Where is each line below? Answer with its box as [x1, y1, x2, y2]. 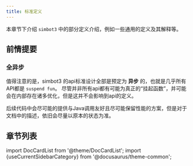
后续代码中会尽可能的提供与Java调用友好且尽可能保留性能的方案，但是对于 [6, 105, 188, 112]
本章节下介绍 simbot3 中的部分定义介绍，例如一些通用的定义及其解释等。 [6, 25, 182, 32]
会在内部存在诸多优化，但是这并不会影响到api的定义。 [6, 92, 137, 100]
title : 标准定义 [6, 8, 42, 15]
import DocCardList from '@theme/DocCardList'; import [6, 147, 141, 154]
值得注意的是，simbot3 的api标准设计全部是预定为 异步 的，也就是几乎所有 [6, 77, 187, 85]
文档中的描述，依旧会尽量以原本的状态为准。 [6, 112, 114, 119]
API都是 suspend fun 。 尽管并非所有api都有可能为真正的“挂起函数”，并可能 [6, 85, 187, 92]
